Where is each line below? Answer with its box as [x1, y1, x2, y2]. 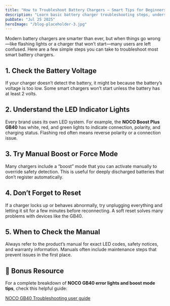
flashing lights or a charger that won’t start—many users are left [18, 41, 151, 47]
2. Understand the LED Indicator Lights [5, 105, 130, 114]
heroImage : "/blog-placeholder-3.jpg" [5, 21, 87, 27]
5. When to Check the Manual [5, 227, 100, 236]
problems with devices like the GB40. [5, 213, 83, 219]
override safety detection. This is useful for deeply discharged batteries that [5, 168, 164, 175]
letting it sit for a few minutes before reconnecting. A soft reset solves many [5, 208, 163, 214]
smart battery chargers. [5, 52, 55, 58]
